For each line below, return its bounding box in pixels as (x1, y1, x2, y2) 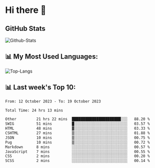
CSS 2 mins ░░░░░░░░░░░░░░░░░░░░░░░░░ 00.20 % (5, 154, 150, 159)
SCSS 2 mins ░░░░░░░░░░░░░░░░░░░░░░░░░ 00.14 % (5, 159, 150, 164)
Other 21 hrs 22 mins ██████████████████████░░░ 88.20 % (5, 117, 150, 122)
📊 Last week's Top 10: (5, 83, 76, 91)
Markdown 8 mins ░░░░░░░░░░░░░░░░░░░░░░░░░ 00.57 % (5, 144, 150, 150)
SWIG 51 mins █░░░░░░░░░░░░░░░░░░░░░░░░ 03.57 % (5, 121, 150, 126)
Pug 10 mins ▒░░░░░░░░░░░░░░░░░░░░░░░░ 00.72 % (5, 140, 150, 145)
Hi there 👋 (5, 4, 46, 16)
